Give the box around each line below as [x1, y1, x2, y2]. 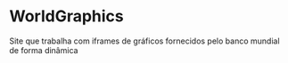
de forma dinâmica [9, 44, 78, 55]
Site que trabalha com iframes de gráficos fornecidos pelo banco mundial [9, 35, 280, 46]
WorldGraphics [9, 6, 125, 27]
